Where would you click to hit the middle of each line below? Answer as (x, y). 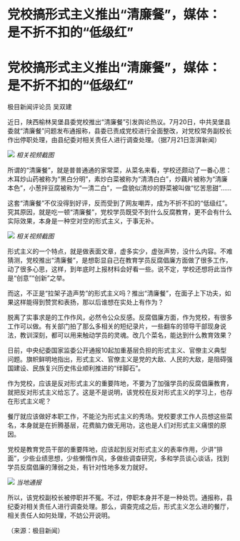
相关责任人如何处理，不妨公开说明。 (61, 515)
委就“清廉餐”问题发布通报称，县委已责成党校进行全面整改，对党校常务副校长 (120, 131)
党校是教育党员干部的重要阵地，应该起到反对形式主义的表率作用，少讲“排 (115, 450)
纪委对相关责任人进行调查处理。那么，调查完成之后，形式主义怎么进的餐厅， (120, 507)
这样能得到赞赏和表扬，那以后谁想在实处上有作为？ (89, 302)
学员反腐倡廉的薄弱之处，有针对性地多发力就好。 (79, 467)
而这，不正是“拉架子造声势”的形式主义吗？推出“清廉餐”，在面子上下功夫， (116, 293)
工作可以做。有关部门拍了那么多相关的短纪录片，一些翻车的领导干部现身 (114, 326)
